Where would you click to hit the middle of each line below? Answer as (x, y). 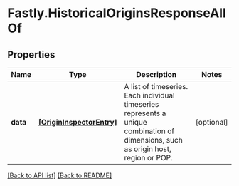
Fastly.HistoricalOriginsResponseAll (117, 13)
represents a (145, 113)
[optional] (212, 122)
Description (156, 74)
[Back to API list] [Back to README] (60, 175)
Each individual (149, 95)
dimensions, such (153, 140)
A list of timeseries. (156, 87)
